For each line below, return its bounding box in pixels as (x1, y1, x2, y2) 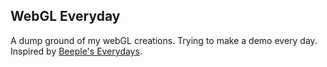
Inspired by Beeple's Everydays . (10, 45, 143, 57)
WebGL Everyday (10, 8, 121, 25)
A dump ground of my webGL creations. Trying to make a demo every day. (10, 34, 318, 46)
